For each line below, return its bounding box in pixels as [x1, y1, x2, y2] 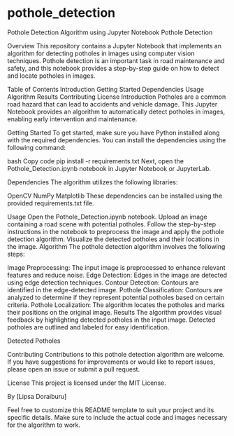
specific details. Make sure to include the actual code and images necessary [7, 413, 228, 421]
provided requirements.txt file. [7, 198, 94, 207]
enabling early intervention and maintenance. [7, 114, 138, 123]
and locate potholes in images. [7, 71, 96, 80]
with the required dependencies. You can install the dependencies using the [7, 135, 226, 144]
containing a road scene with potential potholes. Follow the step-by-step [7, 219, 217, 229]
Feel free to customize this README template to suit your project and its [7, 405, 214, 414]
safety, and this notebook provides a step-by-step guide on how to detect [7, 64, 220, 72]
